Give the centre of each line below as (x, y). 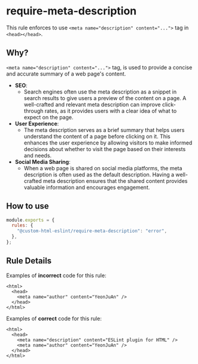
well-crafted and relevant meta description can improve (92, 104)
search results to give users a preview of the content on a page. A (105, 98)
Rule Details (29, 261)
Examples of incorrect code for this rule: (56, 275)
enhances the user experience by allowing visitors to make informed (108, 143)
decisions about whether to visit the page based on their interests (105, 149)
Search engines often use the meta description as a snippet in (100, 92)
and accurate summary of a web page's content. (66, 74)
